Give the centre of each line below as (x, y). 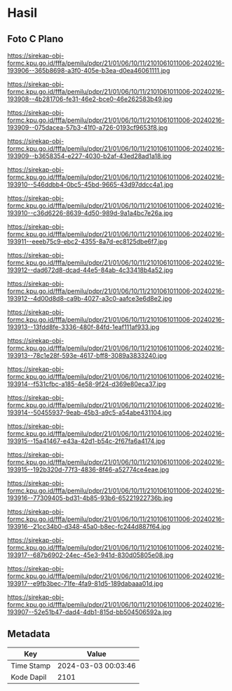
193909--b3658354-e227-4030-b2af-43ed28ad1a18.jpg (89, 156)
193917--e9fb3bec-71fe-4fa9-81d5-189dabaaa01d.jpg (85, 583)
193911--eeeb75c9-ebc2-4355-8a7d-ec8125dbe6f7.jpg (87, 241)
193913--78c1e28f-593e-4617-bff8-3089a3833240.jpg (87, 355)
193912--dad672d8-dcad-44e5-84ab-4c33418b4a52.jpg (90, 270)
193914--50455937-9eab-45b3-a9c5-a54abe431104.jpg (89, 412)
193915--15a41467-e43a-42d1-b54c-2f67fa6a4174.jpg (86, 441)
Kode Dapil (29, 677)
